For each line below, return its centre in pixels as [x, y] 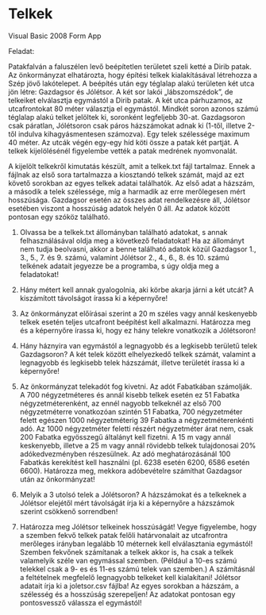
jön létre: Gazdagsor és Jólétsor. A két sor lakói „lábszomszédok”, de [121, 91]
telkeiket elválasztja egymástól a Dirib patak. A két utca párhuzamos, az [126, 100]
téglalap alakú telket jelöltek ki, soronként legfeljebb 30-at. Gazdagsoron [127, 117]
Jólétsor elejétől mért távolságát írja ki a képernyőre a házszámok [127, 503]
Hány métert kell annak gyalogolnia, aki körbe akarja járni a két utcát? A [137, 290]
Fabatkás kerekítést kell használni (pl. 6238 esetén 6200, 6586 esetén [135, 462]
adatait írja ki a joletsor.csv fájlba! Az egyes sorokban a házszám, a [129, 586]
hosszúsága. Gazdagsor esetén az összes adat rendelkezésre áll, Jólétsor [129, 200]
